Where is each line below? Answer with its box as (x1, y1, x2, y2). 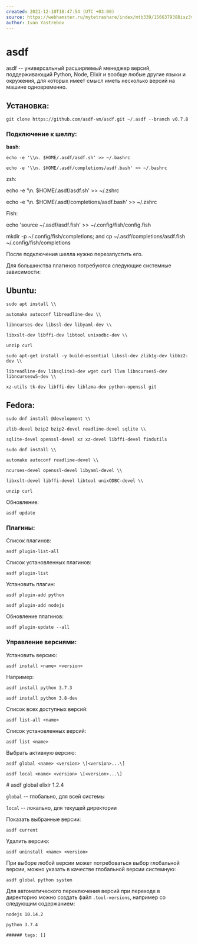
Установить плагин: (6, 581, 55, 588)
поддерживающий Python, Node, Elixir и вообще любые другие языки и (6, 71, 186, 78)
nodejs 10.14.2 (6, 911, 44, 917)
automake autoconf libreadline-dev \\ (6, 312, 101, 318)
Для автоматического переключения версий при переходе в (6, 887, 160, 894)
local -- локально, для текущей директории (6, 804, 117, 811)
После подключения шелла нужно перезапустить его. (6, 251, 143, 258)
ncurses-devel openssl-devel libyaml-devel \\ (6, 468, 123, 474)
